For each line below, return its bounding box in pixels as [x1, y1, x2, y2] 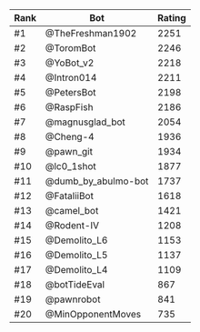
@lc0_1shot [45, 160, 97, 172]
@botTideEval [45, 278, 105, 290]
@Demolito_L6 [45, 234, 108, 246]
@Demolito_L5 [45, 249, 108, 261]
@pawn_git [45, 146, 94, 157]
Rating [157, 12, 186, 24]
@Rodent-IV [45, 219, 100, 231]
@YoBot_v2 [45, 56, 95, 69]
